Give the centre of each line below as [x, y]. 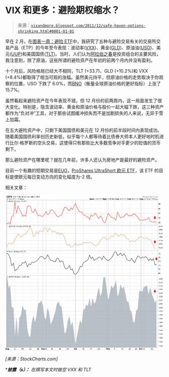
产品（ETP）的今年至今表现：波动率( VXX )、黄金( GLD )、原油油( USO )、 [83, 47]
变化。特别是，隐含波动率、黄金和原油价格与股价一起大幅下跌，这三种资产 [87, 107]
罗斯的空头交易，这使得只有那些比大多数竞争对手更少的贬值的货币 [93, 143]
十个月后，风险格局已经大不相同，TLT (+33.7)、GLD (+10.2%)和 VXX [77, 71]
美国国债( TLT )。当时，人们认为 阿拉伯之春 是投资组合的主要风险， [94, 54]
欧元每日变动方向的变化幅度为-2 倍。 [57, 176]
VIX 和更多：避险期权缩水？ [63, 10]
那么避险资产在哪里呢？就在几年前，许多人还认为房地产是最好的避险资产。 [82, 160]
